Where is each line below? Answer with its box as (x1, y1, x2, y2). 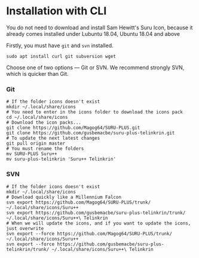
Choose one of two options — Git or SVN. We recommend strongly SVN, (6, 64, 185, 71)
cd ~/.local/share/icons (6, 115, 68, 121)
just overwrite (6, 225, 44, 231)
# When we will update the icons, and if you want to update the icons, (6, 220, 191, 226)
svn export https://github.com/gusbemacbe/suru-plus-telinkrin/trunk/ (6, 210, 186, 216)
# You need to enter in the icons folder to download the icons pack (6, 109, 183, 115)
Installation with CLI (6, 4, 107, 18)
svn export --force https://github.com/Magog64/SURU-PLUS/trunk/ (6, 231, 172, 236)
